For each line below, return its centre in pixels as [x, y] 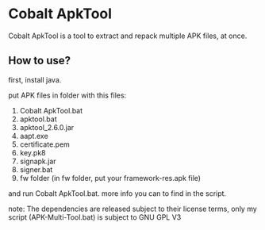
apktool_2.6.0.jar [47, 127]
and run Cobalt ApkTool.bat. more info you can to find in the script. [117, 193]
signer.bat [36, 169]
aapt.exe [34, 136]
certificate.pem [44, 144]
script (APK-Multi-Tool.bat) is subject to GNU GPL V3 [95, 217]
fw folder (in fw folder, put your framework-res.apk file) [110, 178]
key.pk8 [33, 152]
